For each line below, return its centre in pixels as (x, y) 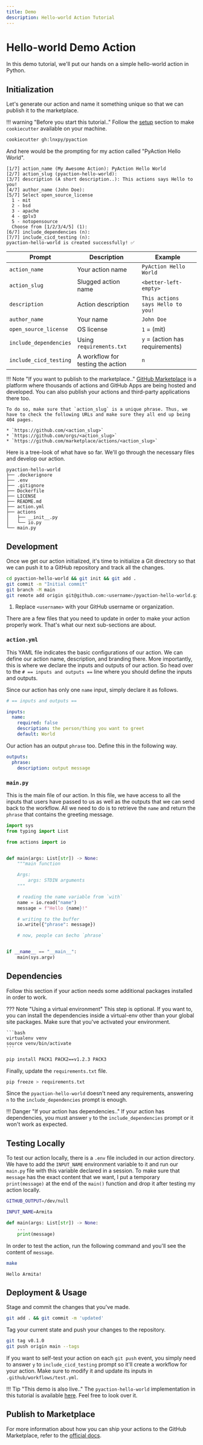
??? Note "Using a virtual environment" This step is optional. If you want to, (100, 1009)
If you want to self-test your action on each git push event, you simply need (101, 1358)
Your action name (102, 270)
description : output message (54, 768)
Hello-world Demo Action (71, 47)
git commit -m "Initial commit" (47, 584)
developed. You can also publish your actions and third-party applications (98, 392)
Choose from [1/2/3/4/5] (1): (50, 227)
